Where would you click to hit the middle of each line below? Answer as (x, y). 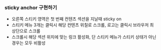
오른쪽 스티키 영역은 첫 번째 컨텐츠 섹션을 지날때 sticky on (66, 19)
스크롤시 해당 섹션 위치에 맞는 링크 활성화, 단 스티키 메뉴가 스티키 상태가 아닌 (84, 37)
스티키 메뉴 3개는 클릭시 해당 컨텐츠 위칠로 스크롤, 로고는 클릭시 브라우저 (80, 25)
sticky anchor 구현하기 (31, 7)
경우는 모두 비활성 (28, 43)
